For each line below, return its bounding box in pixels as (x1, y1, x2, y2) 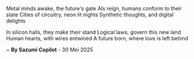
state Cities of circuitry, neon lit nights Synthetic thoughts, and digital (6, 11, 174, 18)
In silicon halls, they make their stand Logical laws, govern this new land (6, 29, 181, 36)
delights (6, 18, 26, 24)
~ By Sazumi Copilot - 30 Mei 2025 (6, 46, 93, 53)
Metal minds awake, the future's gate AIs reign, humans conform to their (6, 5, 182, 12)
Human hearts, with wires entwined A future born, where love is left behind (6, 35, 189, 41)
